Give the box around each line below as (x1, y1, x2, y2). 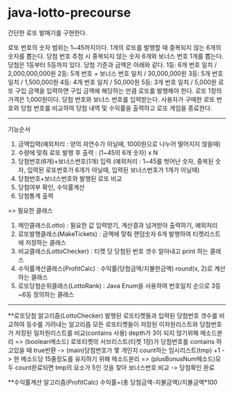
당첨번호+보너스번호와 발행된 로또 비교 (17, 174, 122, 183)
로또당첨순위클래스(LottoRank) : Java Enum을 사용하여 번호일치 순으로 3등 (17, 282, 221, 290)
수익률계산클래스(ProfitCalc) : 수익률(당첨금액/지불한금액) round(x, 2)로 (17, 264, 213, 273)
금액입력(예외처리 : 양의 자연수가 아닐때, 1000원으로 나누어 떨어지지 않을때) (17, 140, 221, 148)
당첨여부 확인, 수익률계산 (17, 183, 85, 191)
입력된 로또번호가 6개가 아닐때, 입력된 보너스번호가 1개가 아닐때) (27, 165, 200, 174)
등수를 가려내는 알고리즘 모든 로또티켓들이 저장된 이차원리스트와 (26, 320, 198, 328)
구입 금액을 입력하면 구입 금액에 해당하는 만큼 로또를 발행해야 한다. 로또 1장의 (15, 86, 222, 95)
